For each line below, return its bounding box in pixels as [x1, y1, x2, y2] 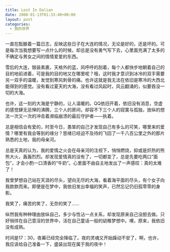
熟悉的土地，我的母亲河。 [5, 136, 59, 142]
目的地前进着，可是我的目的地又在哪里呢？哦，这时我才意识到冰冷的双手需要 [5, 70, 165, 77]
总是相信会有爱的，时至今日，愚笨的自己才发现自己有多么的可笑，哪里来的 [5, 124, 160, 130]
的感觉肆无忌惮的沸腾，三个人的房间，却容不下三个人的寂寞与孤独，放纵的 [5, 107, 160, 113]
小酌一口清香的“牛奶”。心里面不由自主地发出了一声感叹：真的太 [25, 160, 158, 166]
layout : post [5, 17, 33, 22]
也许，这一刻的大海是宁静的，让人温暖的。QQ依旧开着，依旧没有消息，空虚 [5, 100, 163, 106]
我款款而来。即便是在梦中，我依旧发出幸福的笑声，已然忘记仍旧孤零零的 [5, 184, 156, 190]
